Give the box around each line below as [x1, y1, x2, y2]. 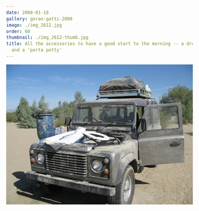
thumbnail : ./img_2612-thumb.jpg [6, 34, 89, 41]
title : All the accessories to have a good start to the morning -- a [6, 41, 184, 47]
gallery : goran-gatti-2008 [6, 15, 73, 22]
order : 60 [6, 28, 31, 34]
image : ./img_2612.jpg [6, 22, 62, 28]
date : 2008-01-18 [6, 9, 49, 15]
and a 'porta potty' [11, 47, 62, 53]
